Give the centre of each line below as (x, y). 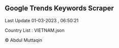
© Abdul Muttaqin (24, 40)
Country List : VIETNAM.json (35, 30)
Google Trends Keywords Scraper (59, 8)
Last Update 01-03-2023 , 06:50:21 (42, 20)
